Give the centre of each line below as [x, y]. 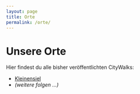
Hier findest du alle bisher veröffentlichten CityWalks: [70, 67]
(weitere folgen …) [36, 85]
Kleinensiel [28, 79]
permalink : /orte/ [28, 22]
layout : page [22, 11]
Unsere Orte [36, 51]
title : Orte [20, 17]
